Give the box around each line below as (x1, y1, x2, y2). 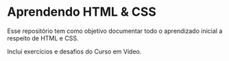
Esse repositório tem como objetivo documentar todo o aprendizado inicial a (7, 27, 223, 35)
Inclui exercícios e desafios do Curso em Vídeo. (7, 47, 142, 56)
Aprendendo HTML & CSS (7, 4, 156, 20)
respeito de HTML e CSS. (7, 34, 79, 42)
